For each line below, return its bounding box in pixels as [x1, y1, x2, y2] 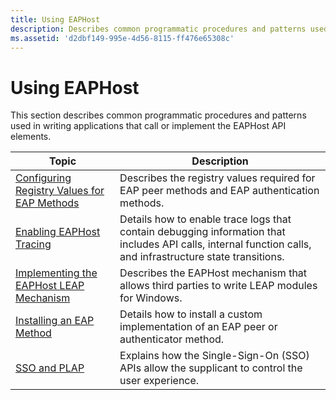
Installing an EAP [15, 314, 95, 328]
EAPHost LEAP [15, 279, 85, 293]
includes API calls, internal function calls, [119, 237, 312, 251]
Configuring [15, 171, 72, 185]
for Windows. [119, 291, 183, 305]
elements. [10, 131, 52, 143]
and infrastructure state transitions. [119, 250, 285, 264]
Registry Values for [15, 184, 105, 198]
